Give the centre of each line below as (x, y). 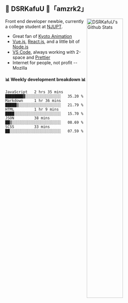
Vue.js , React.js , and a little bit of (46, 41)
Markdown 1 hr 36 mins (33, 101)
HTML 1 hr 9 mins (32, 109)
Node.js (20, 47)
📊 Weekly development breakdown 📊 (46, 80)
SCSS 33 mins (28, 127)
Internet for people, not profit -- (45, 62)
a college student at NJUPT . (34, 26)
